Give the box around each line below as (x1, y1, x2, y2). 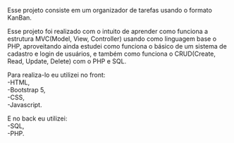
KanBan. (7, 13, 32, 22)
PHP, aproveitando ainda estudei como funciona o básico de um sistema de (7, 42, 227, 50)
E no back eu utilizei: (7, 114, 68, 123)
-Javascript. (7, 101, 42, 108)
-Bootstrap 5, (7, 86, 46, 94)
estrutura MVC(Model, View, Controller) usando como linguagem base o (7, 35, 217, 43)
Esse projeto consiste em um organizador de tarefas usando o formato (7, 6, 213, 14)
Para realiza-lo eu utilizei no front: (7, 70, 106, 79)
